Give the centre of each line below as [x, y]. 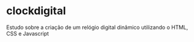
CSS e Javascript [28, 33]
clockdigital [36, 11]
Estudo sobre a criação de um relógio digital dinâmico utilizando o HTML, [97, 27]
